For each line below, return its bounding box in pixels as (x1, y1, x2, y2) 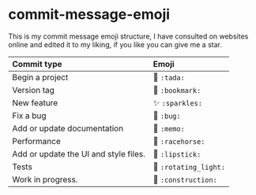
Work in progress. (12, 174, 78, 185)
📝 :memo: (152, 123, 186, 134)
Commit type (12, 58, 62, 69)
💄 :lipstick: (152, 148, 201, 159)
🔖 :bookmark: (152, 84, 201, 95)
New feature (12, 97, 58, 108)
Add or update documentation (12, 123, 124, 134)
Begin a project (12, 72, 69, 83)
